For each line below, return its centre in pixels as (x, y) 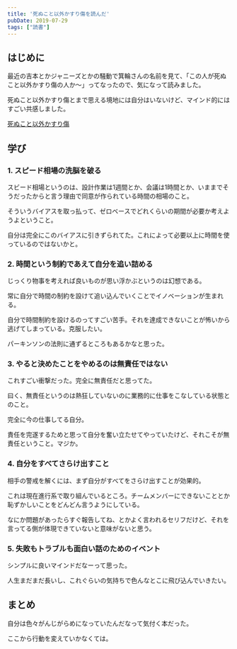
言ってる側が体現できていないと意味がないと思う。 (81, 528)
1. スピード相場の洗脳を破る (54, 170)
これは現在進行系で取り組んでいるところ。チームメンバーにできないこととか (118, 495)
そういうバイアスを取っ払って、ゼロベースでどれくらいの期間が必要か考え (115, 211)
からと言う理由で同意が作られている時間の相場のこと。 (112, 196)
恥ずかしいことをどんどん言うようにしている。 (75, 504)
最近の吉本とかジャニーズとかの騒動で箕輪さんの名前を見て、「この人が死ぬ (117, 76)
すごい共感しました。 (38, 109)
